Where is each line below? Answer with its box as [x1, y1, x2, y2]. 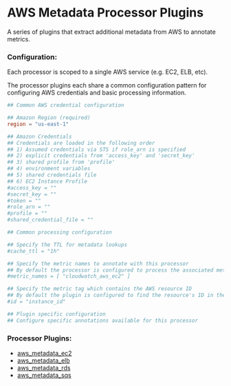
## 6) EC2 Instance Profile [7, 178, 88, 185]
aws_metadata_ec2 [16, 349, 72, 358]
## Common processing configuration [7, 229, 112, 236]
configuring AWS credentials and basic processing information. [7, 88, 187, 97]
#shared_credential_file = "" [7, 216, 94, 223]
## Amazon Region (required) [7, 114, 91, 121]
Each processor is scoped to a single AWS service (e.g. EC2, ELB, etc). [7, 68, 208, 77]
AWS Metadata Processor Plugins [7, 5, 204, 21]
